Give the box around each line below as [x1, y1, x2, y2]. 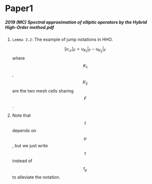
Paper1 [5, 3, 33, 14]
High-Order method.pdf [5, 24, 54, 30]
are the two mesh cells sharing [12, 88, 74, 93]
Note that [12, 112, 31, 118]
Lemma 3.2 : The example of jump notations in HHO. [12, 37, 113, 43]
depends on [12, 127, 36, 133]
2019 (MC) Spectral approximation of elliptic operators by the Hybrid [5, 19, 147, 25]
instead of [12, 158, 33, 164]
